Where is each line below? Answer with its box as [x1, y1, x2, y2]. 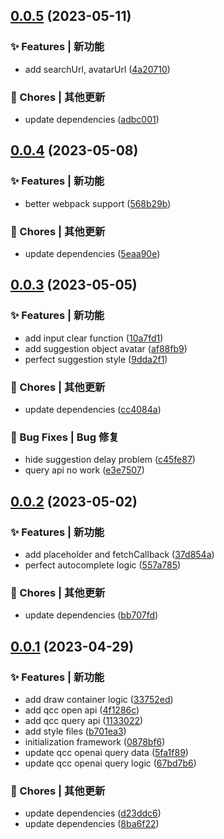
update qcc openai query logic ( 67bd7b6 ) [24, 757, 197, 769]
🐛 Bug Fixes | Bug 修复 [10, 430, 120, 444]
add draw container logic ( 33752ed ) [24, 693, 174, 705]
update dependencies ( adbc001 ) [24, 113, 160, 125]
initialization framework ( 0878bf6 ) [24, 735, 166, 748]
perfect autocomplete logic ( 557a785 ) [24, 559, 182, 571]
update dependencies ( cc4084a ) [24, 403, 162, 415]
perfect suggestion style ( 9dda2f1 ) [24, 353, 168, 365]
